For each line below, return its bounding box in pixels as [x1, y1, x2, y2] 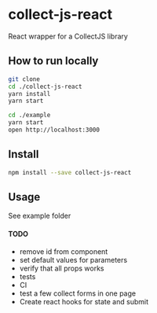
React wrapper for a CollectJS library [8, 31, 128, 41]
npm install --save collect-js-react [8, 168, 132, 176]
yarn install [8, 90, 51, 98]
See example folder [8, 211, 71, 221]
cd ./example [8, 112, 51, 120]
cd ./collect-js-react [8, 83, 82, 90]
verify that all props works [19, 263, 104, 273]
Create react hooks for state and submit [19, 296, 149, 306]
